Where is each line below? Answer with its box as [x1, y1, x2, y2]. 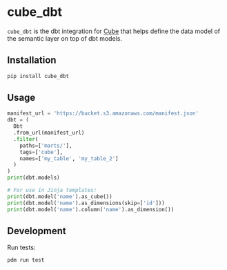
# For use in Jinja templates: [7, 187, 97, 194]
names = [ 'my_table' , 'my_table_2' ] [19, 155, 119, 162]
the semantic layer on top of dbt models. [7, 34, 123, 42]
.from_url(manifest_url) [13, 129, 85, 137]
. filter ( [13, 135, 39, 142]
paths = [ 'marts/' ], [19, 142, 72, 149]
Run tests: [7, 243, 36, 252]
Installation [7, 55, 57, 66]
